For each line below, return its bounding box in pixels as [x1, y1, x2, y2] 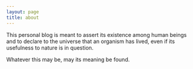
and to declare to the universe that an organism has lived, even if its [6, 38, 175, 45]
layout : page [6, 8, 39, 15]
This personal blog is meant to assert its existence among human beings [6, 31, 187, 38]
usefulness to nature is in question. [6, 44, 94, 51]
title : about [6, 15, 39, 21]
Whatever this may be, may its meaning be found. [6, 56, 130, 63]
